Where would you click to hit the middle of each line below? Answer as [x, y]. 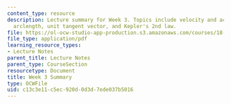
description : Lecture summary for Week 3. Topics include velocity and [112, 20]
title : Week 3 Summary [40, 77]
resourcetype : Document [41, 70]
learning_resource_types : [44, 45]
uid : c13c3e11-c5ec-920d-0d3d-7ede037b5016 [70, 90]
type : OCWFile [27, 83]
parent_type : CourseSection [47, 64]
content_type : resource [41, 13]
